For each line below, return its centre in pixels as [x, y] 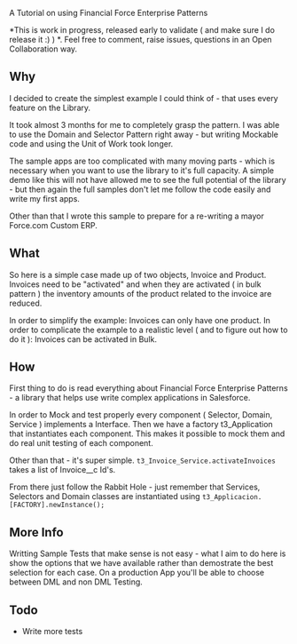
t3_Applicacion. [232, 497]
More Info [36, 532]
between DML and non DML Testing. [76, 582]
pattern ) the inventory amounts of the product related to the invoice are [141, 293]
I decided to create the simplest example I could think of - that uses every [144, 98]
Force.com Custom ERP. [53, 225]
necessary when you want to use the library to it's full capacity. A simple [142, 170]
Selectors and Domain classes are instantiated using [105, 497]
